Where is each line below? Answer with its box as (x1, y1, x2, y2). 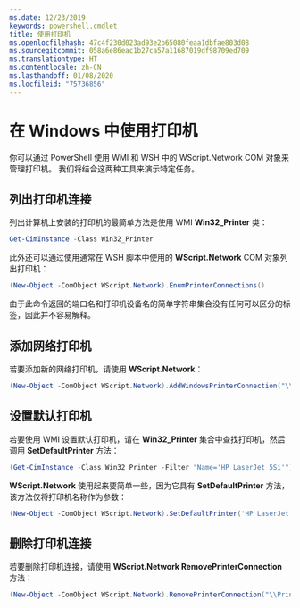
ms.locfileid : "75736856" (9, 79, 105, 88)
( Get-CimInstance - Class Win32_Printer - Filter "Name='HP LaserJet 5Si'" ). (9, 462, 297, 471)
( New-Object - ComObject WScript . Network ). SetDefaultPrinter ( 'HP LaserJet (9, 509, 290, 518)
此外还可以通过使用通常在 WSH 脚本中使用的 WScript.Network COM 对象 (9, 252, 281, 263)
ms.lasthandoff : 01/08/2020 (9, 71, 114, 80)
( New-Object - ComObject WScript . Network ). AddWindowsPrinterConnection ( (9, 381, 281, 390)
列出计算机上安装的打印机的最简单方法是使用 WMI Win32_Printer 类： (9, 217, 268, 228)
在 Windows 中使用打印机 (9, 121, 198, 141)
